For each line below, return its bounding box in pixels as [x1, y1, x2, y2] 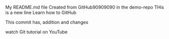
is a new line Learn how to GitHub [5, 9, 77, 15]
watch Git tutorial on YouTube [5, 29, 68, 34]
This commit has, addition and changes [5, 19, 89, 25]
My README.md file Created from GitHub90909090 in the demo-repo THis [5, 4, 164, 10]
